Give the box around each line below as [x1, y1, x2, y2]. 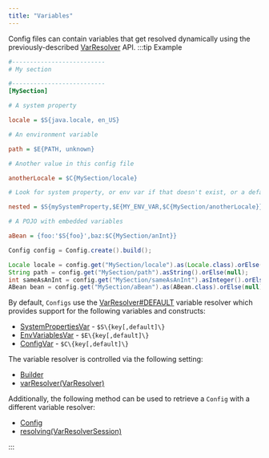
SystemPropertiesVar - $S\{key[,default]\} [19, 322, 166, 331]
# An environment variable [8, 130, 98, 139]
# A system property [8, 102, 78, 110]
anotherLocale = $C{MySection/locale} [8, 174, 138, 182]
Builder [19, 370, 44, 379]
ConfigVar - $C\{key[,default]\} [19, 338, 130, 349]
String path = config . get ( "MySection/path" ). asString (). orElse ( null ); [8, 268, 249, 277]
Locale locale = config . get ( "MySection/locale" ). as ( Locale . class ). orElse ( [8, 261, 263, 269]
